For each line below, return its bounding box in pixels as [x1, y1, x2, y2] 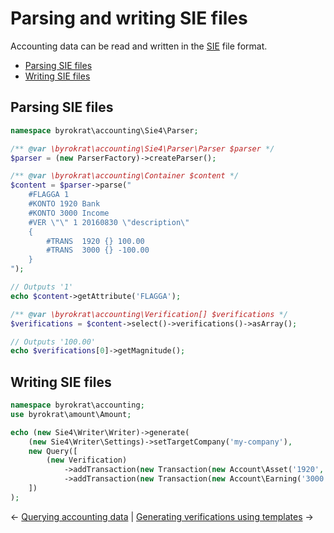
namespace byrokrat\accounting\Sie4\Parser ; [10, 125, 199, 136]
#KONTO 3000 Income [28, 208, 110, 218]
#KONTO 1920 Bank [28, 199, 101, 209]
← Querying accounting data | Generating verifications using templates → [10, 510, 314, 522]
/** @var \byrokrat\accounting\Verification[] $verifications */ [10, 309, 288, 319]
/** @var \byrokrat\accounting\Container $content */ [10, 171, 240, 181]
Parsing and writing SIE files [10, 7, 248, 30]
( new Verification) [46, 455, 128, 466]
